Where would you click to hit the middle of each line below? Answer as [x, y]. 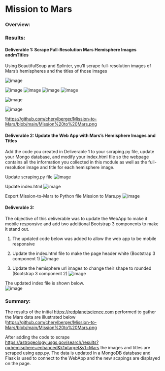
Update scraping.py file [29, 177]
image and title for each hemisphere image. [70, 167]
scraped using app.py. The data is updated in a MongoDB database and [78, 353]
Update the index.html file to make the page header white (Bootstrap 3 [84, 253]
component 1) [26, 258]
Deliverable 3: [20, 207]
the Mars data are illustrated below [40, 317]
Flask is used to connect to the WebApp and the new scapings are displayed [82, 358]
